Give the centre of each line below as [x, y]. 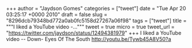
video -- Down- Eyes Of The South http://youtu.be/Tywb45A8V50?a [89, 39]
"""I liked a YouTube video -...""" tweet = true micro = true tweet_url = [90, 27]
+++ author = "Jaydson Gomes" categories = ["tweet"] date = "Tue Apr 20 [96, 8]
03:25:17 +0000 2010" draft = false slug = [57, 14]
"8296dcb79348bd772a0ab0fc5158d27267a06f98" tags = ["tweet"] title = [96, 21]
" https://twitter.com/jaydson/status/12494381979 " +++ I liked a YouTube [94, 33]
